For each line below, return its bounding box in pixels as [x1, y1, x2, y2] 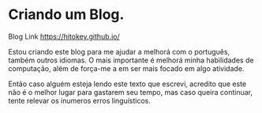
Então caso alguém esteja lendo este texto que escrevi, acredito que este [8, 79, 247, 89]
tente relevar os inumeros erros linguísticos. [8, 96, 152, 105]
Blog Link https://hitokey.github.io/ [8, 32, 120, 41]
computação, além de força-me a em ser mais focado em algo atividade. [8, 63, 245, 73]
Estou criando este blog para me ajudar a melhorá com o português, [8, 47, 230, 56]
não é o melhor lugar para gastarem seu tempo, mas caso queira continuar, [8, 87, 253, 96]
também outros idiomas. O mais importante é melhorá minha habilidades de [8, 55, 254, 65]
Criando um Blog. [8, 6, 125, 24]
